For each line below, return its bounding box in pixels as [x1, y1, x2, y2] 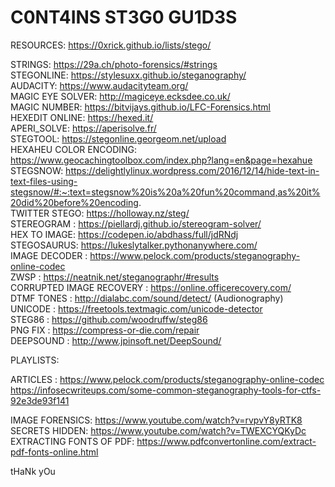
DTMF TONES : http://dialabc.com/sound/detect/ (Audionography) [10, 292, 284, 304]
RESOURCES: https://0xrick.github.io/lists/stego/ [10, 39, 212, 51]
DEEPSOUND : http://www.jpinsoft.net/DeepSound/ [10, 334, 222, 346]
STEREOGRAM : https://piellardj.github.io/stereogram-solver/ [10, 217, 262, 230]
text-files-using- [10, 175, 78, 187]
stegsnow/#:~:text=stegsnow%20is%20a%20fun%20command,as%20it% [10, 186, 321, 198]
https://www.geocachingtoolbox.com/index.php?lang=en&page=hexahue [10, 154, 313, 166]
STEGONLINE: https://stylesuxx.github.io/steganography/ [10, 69, 247, 81]
